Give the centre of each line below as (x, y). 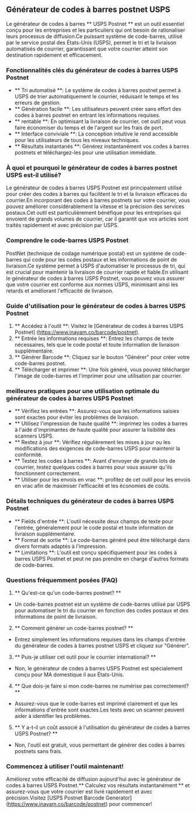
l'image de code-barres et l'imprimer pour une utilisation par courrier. (98, 376)
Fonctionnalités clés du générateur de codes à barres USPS (92, 70)
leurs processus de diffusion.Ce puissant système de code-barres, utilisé (94, 36)
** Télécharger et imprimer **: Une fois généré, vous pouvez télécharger (102, 370)
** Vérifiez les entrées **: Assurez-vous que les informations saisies (97, 411)
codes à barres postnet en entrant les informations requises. (87, 115)
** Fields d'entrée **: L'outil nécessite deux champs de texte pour (94, 521)
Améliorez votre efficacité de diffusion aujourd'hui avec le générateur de (93, 779)
